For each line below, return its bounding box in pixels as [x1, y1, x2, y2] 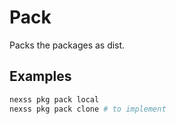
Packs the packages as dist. [9, 39, 126, 51]
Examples [9, 68, 72, 85]
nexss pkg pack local [9, 94, 100, 105]
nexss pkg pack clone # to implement [9, 104, 167, 114]
